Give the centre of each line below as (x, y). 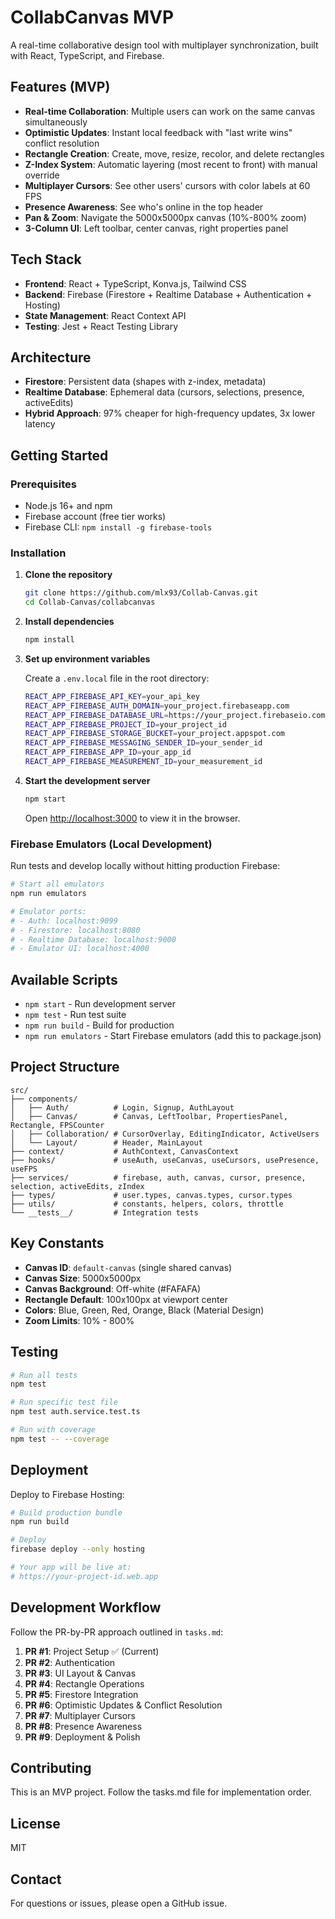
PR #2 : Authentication (70, 1662)
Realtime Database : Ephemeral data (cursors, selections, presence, (164, 392)
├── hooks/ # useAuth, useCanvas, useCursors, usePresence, (165, 1160)
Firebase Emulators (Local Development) (111, 844)
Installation (38, 553)
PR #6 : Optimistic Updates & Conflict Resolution (123, 1705)
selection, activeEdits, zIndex (77, 1186)
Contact (36, 1879)
